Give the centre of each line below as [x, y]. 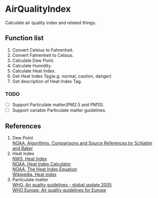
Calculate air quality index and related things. [51, 23]
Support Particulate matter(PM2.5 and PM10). [58, 105]
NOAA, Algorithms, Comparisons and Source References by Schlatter [82, 143]
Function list [25, 38]
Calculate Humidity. [32, 65]
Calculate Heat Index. [34, 71]
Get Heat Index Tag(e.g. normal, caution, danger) [62, 76]
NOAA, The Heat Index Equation [45, 169]
